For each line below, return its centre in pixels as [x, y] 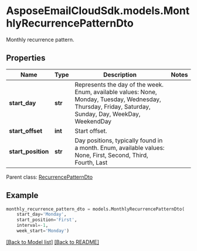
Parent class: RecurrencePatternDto [49, 177]
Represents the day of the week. [119, 85]
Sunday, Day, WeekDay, [108, 114]
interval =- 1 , [33, 225]
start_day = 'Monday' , [42, 215]
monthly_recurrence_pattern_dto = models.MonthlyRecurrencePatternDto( [95, 209]
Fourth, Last [91, 162]
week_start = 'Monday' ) [43, 231]
